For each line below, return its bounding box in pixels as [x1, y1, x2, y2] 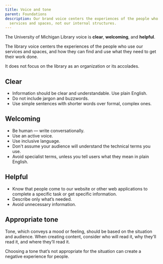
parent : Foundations [5, 12, 47, 17]
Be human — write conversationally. [12, 128, 85, 133]
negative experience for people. [5, 253, 69, 259]
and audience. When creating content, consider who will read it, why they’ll [5, 233, 156, 239]
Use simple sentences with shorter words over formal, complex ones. [12, 101, 152, 107]
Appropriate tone [5, 215, 59, 224]
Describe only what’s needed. [12, 196, 72, 202]
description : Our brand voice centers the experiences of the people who [5, 16, 159, 21]
